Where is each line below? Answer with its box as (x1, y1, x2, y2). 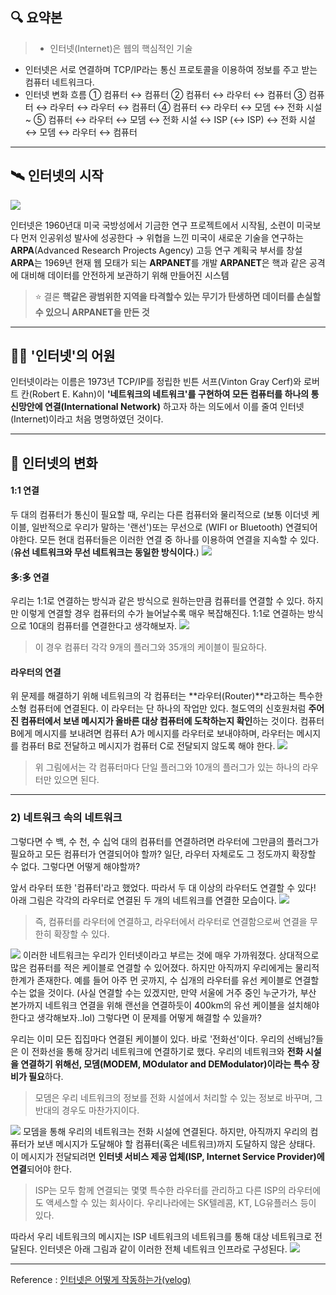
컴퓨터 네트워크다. (24, 76, 95, 88)
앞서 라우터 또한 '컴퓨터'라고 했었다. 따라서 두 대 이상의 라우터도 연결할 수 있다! (10, 881, 317, 893)
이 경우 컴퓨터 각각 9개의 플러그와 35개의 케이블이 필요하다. (34, 641, 268, 653)
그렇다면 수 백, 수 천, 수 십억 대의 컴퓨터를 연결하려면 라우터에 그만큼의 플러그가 (10, 835, 320, 847)
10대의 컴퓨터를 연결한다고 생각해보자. (28, 620, 178, 632)
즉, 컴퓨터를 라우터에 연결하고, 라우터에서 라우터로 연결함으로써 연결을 (34, 915, 308, 927)
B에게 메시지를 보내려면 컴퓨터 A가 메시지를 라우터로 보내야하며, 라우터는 (10, 728, 295, 740)
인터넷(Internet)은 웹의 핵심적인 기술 (49, 42, 193, 54)
